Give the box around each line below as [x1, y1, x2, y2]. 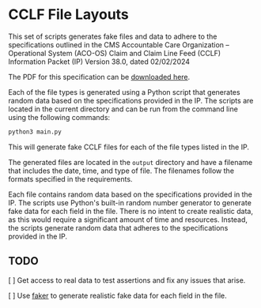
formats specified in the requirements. [8, 174, 133, 183]
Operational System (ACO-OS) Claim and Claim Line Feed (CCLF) [8, 48, 221, 58]
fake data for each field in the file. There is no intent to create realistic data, [8, 206, 253, 216]
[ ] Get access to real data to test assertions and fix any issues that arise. [8, 275, 246, 285]
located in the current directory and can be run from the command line [8, 104, 239, 114]
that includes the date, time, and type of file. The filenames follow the [8, 166, 235, 175]
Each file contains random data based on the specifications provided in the [8, 190, 253, 199]
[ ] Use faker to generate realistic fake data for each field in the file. [8, 291, 227, 300]
